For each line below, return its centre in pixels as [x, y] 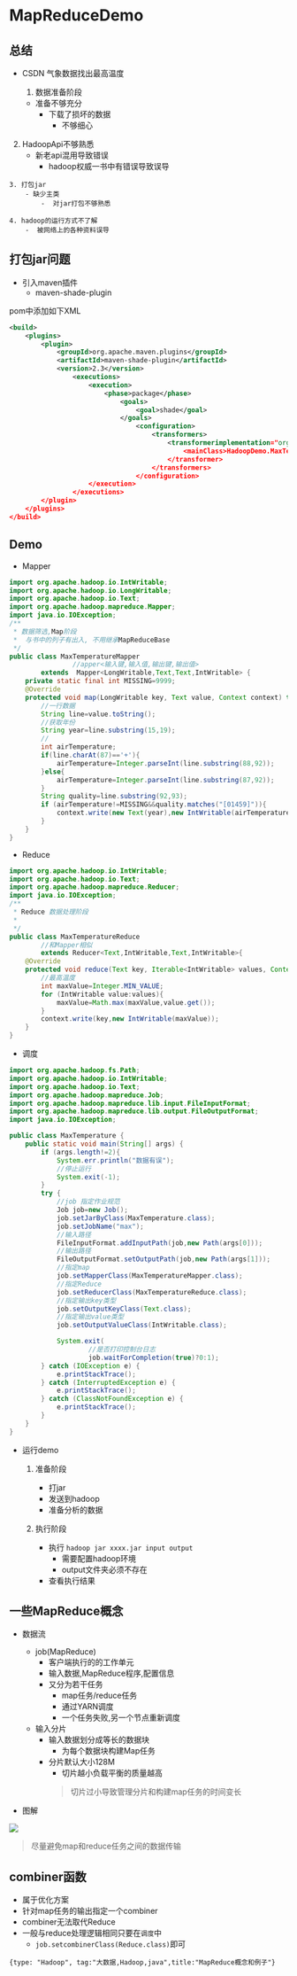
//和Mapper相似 [67, 945]
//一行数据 [58, 705]
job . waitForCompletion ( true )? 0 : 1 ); [153, 1358]
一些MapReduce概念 [66, 1611]
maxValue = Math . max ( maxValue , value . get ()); [136, 1002]
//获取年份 [58, 722]
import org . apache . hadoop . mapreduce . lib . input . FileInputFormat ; [130, 1103]
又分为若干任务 [76, 1684]
